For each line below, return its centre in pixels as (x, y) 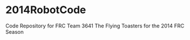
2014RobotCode (46, 10)
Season (15, 31)
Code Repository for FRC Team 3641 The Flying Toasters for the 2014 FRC (95, 26)
